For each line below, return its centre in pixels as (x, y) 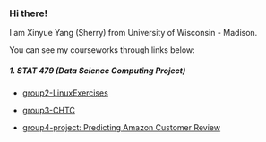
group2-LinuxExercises (65, 93)
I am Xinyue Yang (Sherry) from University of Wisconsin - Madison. (133, 33)
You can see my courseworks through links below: (102, 50)
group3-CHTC (49, 111)
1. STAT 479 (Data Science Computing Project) (98, 71)
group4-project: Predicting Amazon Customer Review (121, 128)
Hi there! (29, 13)
